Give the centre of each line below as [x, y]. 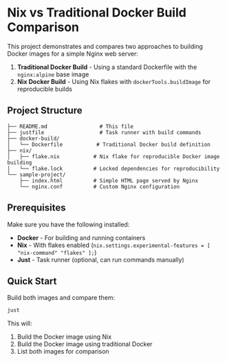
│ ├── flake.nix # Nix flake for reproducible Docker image [113, 156]
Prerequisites [36, 208]
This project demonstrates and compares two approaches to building [105, 46]
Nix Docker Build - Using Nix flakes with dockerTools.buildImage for [114, 81]
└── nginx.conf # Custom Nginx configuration [100, 187]
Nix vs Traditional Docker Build [97, 13]
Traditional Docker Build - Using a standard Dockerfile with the [107, 67]
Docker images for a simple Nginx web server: [73, 54]
